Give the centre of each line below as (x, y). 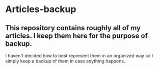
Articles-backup (41, 9)
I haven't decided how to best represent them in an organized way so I (79, 56)
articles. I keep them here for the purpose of (76, 36)
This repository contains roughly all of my (73, 28)
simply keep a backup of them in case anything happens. (65, 61)
